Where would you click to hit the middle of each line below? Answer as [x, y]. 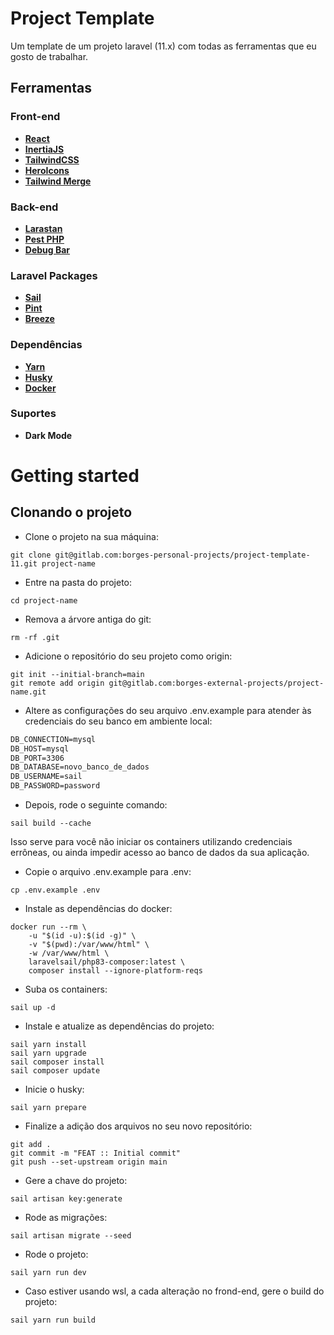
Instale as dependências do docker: [98, 909]
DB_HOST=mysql [40, 748]
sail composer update [55, 1071]
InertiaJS [44, 149]
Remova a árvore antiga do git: [88, 619]
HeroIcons [47, 170]
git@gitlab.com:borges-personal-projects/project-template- [182, 555]
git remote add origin [57, 683]
